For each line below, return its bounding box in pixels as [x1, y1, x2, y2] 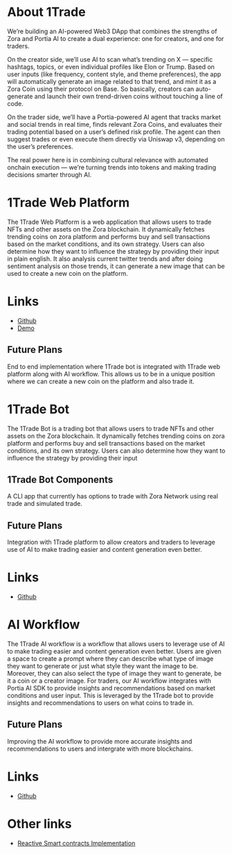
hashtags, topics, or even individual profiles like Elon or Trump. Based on [7, 62, 215, 71]
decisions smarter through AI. [7, 171, 92, 179]
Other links [7, 816, 72, 832]
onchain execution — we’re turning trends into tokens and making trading [7, 163, 217, 171]
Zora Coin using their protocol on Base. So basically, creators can [7, 85, 195, 93]
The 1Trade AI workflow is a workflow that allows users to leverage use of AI [7, 640, 225, 648]
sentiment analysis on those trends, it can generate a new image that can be [7, 261, 225, 270]
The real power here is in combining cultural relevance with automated [7, 155, 208, 164]
